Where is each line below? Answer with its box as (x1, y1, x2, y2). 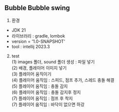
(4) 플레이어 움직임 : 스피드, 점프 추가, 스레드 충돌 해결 (11, 77, 115, 83)
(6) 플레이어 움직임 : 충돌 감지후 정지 (11, 89, 81, 95)
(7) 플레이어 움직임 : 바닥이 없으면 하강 (11, 101, 85, 107)
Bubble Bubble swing (4, 4, 70, 12)
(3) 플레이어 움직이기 (11, 71, 51, 77)
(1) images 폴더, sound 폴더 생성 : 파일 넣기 (11, 58, 95, 65)
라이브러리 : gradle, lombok (11, 33, 65, 38)
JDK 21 (11, 27, 26, 33)
